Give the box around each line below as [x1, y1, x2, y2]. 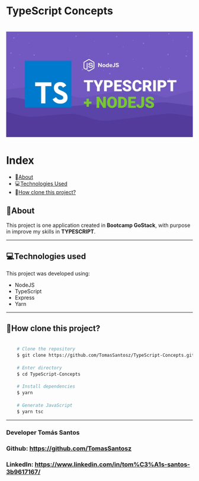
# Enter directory [17, 365, 62, 371]
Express [14, 294, 35, 301]
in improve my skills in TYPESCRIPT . [6, 227, 96, 235]
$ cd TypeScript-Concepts [17, 371, 81, 377]
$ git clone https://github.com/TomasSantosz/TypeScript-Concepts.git [17, 352, 195, 358]
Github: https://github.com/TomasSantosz [6, 444, 132, 452]
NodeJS [14, 281, 35, 289]
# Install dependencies [17, 384, 76, 390]
